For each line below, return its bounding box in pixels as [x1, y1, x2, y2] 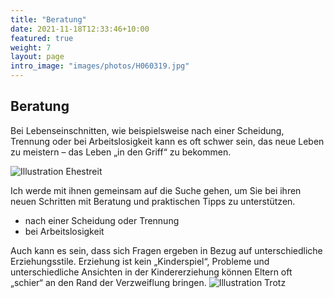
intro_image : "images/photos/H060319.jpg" [10, 61, 190, 71]
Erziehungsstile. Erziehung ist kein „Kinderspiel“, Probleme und [10, 255, 270, 267]
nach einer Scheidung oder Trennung [24, 214, 180, 226]
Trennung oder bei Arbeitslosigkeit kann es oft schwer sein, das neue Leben [10, 135, 325, 147]
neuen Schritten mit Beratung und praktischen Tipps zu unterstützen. [10, 195, 296, 207]
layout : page [10, 52, 65, 62]
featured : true [10, 33, 74, 43]
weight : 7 [10, 42, 52, 53]
